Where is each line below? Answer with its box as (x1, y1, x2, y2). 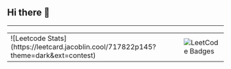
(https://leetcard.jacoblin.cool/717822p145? (10, 42, 157, 51)
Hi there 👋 (7, 7, 50, 18)
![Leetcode (10, 33, 46, 43)
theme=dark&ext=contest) (10, 51, 96, 60)
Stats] (47, 33, 67, 43)
